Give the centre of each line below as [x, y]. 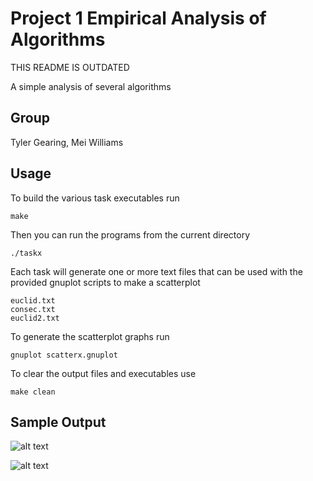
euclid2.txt [35, 318]
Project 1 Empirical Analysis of [138, 18]
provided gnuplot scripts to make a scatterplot [105, 282]
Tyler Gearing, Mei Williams [67, 142]
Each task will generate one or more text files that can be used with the [156, 271]
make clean [33, 392]
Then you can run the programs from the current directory [130, 234]
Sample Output [58, 422]
